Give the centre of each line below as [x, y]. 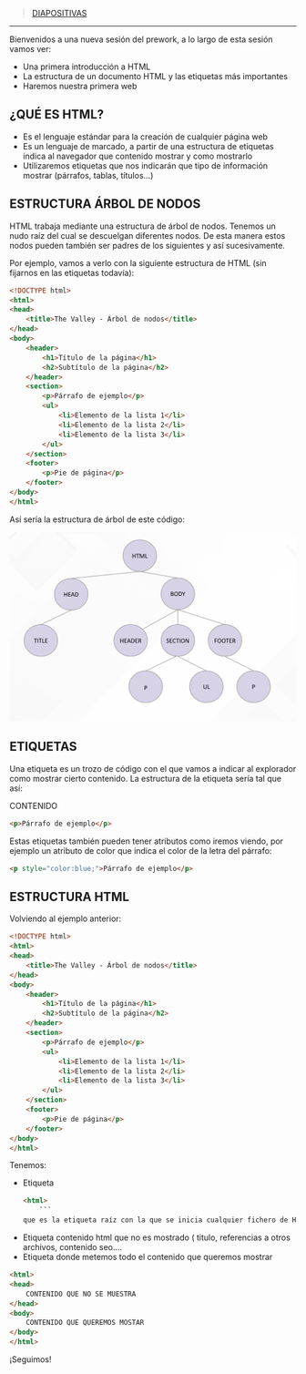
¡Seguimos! [31, 1359]
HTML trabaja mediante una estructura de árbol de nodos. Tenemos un [143, 226]
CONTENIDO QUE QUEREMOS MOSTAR [85, 1323]
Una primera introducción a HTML [87, 67]
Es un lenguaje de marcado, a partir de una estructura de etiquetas [148, 146]
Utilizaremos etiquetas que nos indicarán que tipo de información [145, 165]
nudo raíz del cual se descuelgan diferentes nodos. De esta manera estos [148, 235]
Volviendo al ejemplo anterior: [66, 918]
